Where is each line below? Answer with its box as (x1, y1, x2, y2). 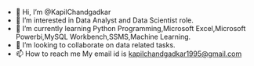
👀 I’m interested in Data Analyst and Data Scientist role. (15, 16, 194, 25)
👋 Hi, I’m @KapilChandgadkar (15, 8, 111, 16)
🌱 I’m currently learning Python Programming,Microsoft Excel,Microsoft (15, 24, 246, 33)
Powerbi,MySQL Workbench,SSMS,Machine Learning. (15, 32, 191, 41)
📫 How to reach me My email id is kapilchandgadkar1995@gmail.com (15, 49, 242, 58)
